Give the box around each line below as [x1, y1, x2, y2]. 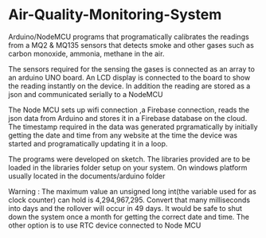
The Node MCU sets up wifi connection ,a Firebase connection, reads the [8, 105, 249, 115]
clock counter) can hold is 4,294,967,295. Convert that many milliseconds [8, 195, 251, 205]
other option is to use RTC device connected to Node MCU [8, 220, 201, 230]
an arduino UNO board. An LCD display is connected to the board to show [8, 72, 251, 82]
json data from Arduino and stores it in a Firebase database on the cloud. [8, 113, 248, 123]
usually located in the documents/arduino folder [8, 171, 166, 181]
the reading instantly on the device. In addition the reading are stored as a [8, 81, 251, 91]
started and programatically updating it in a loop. [8, 139, 168, 148]
